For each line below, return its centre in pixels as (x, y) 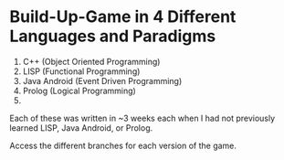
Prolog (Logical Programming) (79, 91)
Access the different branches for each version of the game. (123, 145)
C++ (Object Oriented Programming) (91, 61)
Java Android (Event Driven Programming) (102, 80)
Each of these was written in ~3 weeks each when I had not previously (142, 118)
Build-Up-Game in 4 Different (123, 17)
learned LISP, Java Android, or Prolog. (81, 128)
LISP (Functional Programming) (81, 71)
